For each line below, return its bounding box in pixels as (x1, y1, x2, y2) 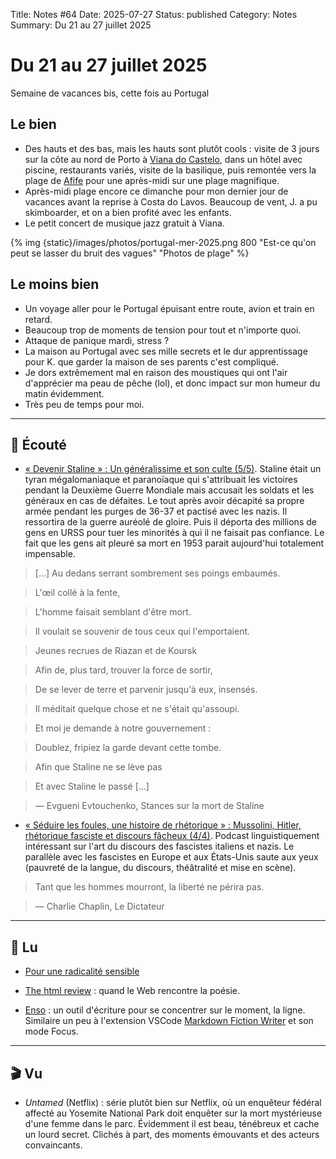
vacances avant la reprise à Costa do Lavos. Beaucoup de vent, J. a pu (24, 195, 318, 208)
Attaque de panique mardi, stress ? (24, 334, 170, 346)
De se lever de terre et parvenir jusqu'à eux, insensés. (34, 684, 258, 696)
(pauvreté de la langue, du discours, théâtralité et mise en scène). (24, 862, 297, 874)
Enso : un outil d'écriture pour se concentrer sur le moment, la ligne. (24, 1004, 306, 1016)
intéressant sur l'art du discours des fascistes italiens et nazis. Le (24, 840, 295, 853)
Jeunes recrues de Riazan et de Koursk (34, 645, 198, 657)
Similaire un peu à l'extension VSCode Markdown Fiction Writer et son (24, 1015, 314, 1027)
